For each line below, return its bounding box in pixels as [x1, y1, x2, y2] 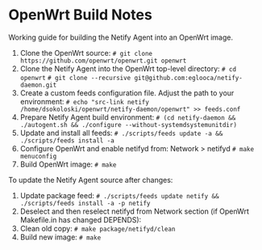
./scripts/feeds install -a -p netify [19, 199, 151, 207]
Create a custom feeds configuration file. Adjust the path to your [19, 87, 235, 98]
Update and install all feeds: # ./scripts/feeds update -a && [19, 128, 223, 138]
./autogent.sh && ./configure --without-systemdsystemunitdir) [19, 121, 238, 129]
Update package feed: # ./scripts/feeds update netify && [19, 190, 219, 200]
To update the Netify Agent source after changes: [8, 175, 173, 184]
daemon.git [19, 81, 57, 89]
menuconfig [19, 152, 57, 160]
